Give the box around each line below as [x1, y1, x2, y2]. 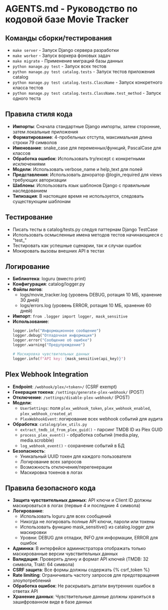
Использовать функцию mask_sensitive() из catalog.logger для [20, 524, 154, 530]
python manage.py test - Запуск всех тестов [12, 64, 107, 69]
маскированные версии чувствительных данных [12, 551, 118, 557]
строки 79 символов [12, 139, 57, 145]
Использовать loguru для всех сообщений [20, 513, 111, 519]
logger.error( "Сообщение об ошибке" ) [12, 338, 92, 343]
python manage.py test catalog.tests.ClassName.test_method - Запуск [12, 90, 161, 96]
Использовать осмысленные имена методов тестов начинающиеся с [12, 231, 163, 237]
